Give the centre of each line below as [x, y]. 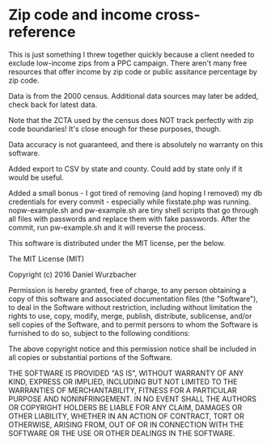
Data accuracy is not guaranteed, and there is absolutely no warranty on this [136, 144]
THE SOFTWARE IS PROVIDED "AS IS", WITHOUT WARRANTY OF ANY [126, 373]
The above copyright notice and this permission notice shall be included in [132, 349]
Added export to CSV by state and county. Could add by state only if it [125, 168]
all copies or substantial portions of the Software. [90, 357]
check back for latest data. [53, 104]
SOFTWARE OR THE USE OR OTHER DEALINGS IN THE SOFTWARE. [122, 433]
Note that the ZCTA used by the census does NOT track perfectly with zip [131, 120]
